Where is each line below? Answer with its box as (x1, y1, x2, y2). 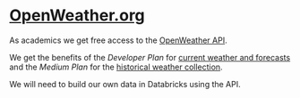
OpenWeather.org (9, 5, 145, 26)
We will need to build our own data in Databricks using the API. (9, 78, 241, 89)
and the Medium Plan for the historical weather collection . (9, 61, 223, 72)
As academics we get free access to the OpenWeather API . (9, 35, 227, 45)
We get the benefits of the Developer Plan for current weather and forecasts (9, 52, 291, 62)
